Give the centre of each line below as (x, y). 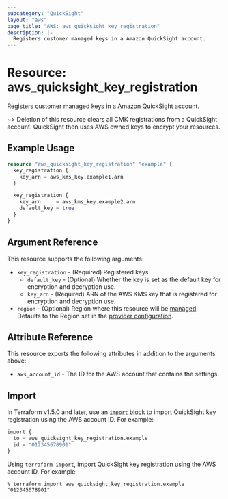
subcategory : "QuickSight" (45, 13)
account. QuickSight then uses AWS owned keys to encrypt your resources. (114, 127)
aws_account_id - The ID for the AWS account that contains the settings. (118, 374)
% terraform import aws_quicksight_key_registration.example (96, 484)
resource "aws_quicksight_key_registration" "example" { (90, 164)
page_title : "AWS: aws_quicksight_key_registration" (84, 26)
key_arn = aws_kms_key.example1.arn (72, 177)
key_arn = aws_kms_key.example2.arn (77, 202)
